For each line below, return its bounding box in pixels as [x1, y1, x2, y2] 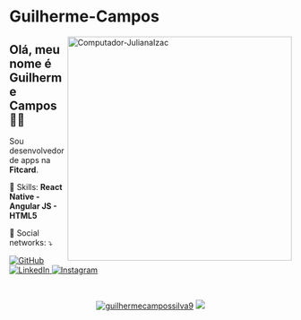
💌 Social [9, 228, 40, 238]
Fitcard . [9, 164, 39, 175]
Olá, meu [9, 42, 61, 57]
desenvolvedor [9, 145, 64, 156]
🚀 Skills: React [9, 182, 63, 192]
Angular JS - [9, 201, 57, 212]
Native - [9, 191, 40, 202]
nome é [9, 56, 52, 71]
